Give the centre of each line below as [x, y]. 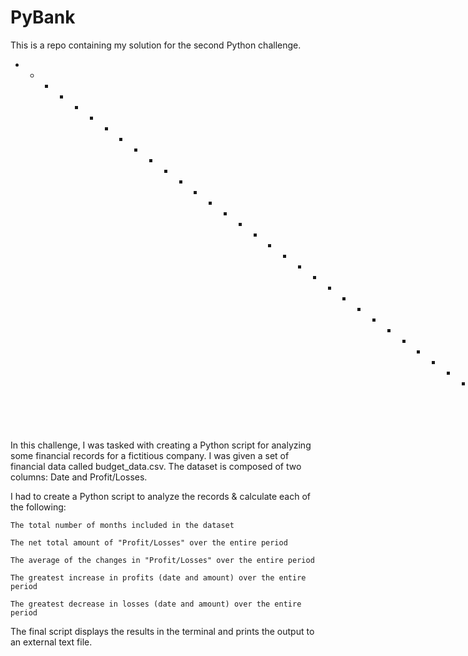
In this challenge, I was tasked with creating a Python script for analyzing [161, 445]
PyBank [43, 17]
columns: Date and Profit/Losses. [79, 477]
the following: [38, 507]
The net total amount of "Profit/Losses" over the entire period [149, 542]
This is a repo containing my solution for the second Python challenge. [156, 45]
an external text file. [51, 642]
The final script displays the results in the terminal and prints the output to [162, 631]
